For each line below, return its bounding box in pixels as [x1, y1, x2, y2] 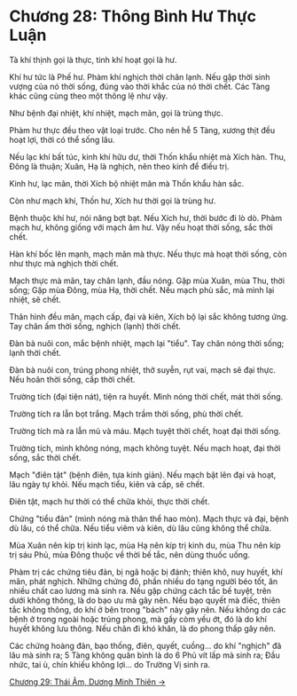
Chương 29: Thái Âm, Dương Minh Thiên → [9, 676, 166, 687]
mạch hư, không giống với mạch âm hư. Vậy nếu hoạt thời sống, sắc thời [9, 222, 273, 233]
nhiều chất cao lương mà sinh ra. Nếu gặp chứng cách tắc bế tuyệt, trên [9, 585, 272, 596]
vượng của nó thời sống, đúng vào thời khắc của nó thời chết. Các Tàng [9, 81, 270, 91]
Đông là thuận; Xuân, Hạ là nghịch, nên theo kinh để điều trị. [9, 161, 230, 171]
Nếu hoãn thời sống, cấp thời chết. [9, 374, 136, 384]
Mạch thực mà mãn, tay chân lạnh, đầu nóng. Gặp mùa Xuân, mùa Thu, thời [9, 275, 285, 286]
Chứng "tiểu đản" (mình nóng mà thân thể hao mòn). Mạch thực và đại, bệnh [9, 513, 290, 524]
